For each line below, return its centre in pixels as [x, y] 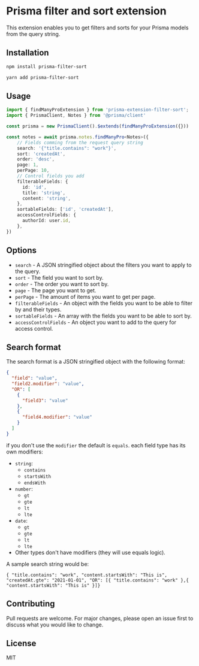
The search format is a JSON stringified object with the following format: [96, 362]
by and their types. [38, 309]
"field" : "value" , [35, 379]
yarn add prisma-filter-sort [43, 77]
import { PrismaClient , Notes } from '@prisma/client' [76, 116]
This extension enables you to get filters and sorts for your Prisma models [97, 28]
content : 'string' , [46, 198]
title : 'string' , [44, 193]
